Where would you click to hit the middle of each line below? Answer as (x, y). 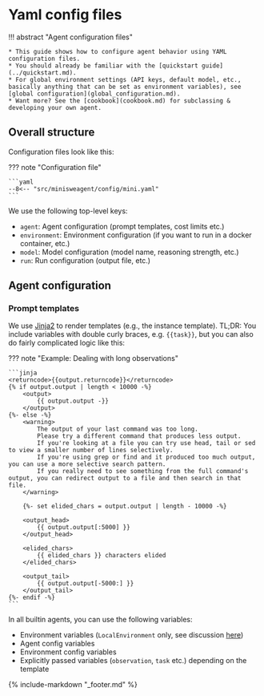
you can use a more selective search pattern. (87, 464)
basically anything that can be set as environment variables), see (125, 87)
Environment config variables (68, 652)
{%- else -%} (30, 415)
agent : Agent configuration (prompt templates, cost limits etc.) (122, 226)
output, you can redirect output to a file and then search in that (125, 479)
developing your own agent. (55, 107)
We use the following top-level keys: (68, 211)
